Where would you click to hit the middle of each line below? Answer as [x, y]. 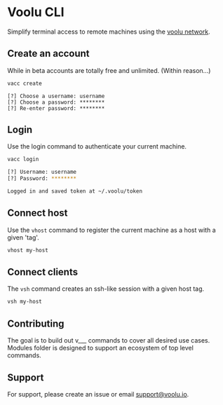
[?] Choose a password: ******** [56, 102]
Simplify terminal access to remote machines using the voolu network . [109, 32]
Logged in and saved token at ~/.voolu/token [75, 191]
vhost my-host [28, 250]
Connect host [38, 213]
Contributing [36, 323]
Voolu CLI [36, 12]
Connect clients [43, 272]
